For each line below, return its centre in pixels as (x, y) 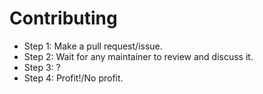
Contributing (63, 18)
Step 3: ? (42, 67)
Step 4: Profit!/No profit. (73, 78)
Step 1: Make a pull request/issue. (93, 46)
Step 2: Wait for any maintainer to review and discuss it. (138, 56)
